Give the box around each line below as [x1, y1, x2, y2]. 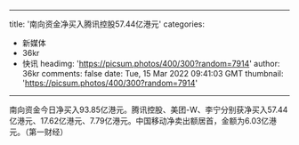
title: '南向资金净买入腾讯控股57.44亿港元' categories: [9, 19, 205, 29]
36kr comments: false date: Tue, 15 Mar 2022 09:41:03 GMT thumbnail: [21, 68, 284, 78]
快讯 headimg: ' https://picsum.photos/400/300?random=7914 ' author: [21, 59, 280, 68]
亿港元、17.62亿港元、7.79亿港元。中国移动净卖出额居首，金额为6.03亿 [9, 116, 270, 125]
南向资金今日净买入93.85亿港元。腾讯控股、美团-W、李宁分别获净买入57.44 [9, 104, 288, 115]
